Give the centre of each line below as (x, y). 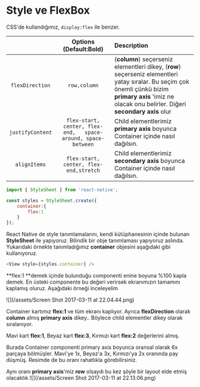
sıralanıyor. (20, 324)
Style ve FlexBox (48, 10)
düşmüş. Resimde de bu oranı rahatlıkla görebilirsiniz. (72, 360)
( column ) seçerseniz (143, 59)
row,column (83, 85)
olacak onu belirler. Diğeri (150, 104)
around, (72, 138)
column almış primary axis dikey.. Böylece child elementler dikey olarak (94, 318)
